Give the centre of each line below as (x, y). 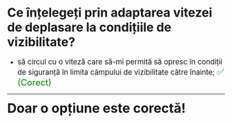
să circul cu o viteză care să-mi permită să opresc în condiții (120, 61)
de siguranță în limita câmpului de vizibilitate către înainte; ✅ (120, 72)
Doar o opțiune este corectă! (97, 108)
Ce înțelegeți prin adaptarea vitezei (110, 13)
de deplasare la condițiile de (89, 27)
